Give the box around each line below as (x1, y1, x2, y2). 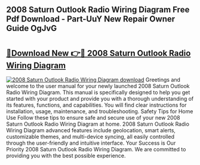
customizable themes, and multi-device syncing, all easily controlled (6, 133, 175, 140)
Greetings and (145, 76, 181, 83)
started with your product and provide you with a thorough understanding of (6, 95, 194, 102)
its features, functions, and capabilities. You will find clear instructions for (6, 101, 187, 108)
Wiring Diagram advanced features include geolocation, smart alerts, (6, 127, 176, 133)
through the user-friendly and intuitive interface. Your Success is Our (6, 139, 176, 147)
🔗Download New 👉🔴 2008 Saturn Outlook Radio (6, 48, 191, 58)
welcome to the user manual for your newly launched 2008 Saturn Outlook (6, 83, 190, 89)
